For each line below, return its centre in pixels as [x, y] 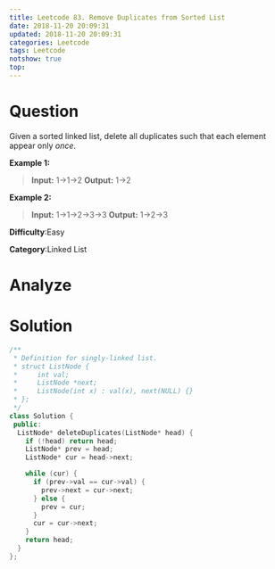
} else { [49, 499]
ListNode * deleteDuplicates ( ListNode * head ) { [105, 433]
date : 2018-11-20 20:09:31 [59, 26]
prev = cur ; [64, 507]
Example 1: [30, 162]
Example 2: [30, 197]
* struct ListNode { [51, 367]
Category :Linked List [48, 249]
